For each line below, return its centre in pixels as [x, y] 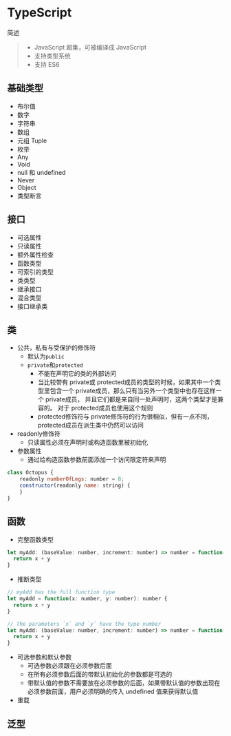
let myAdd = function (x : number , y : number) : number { [87, 599]
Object [26, 187]
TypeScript [40, 13]
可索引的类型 [35, 272]
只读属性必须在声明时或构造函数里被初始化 [88, 443]
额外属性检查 [35, 254]
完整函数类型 [35, 539]
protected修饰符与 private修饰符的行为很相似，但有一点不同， [125, 417]
